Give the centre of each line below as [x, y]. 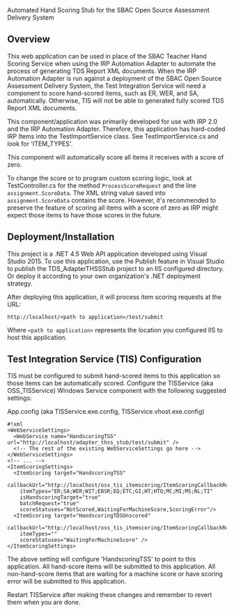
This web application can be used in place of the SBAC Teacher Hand [107, 56]
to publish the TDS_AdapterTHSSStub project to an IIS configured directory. [116, 268]
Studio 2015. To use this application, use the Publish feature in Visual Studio [116, 261]
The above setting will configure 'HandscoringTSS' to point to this [102, 559]
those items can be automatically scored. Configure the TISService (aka [110, 383]
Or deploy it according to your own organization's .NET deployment [104, 276]
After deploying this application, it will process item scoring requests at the [114, 297]
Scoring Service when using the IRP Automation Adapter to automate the [111, 63]
